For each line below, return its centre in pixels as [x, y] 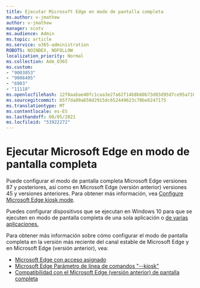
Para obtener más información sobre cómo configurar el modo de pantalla [97, 236]
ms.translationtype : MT [36, 106]
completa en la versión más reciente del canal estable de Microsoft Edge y [98, 242]
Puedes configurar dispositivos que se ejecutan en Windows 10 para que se [99, 211]
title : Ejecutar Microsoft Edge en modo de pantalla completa [85, 12]
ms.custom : [20, 67]
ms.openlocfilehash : [32, 95]
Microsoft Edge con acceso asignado [60, 260]
